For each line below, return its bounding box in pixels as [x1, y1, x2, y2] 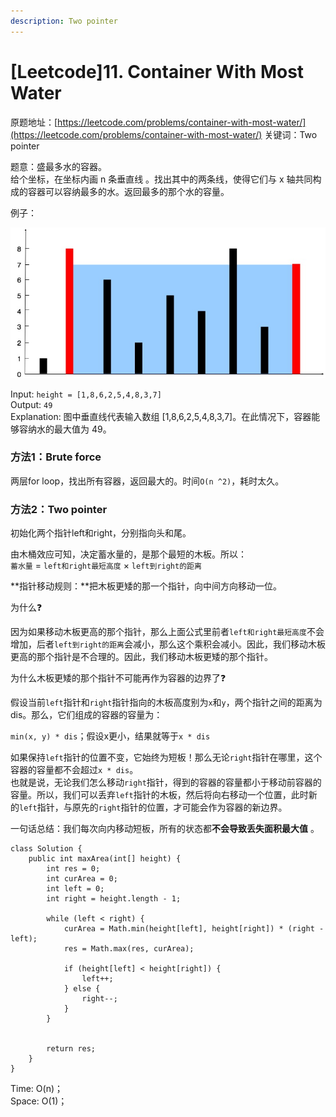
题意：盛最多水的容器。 [10, 160, 107, 172]
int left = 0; [46, 884, 105, 894]
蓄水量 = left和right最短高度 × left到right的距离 [10, 560, 202, 572]
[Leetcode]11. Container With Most [10, 60, 305, 83]
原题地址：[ [10, 116, 58, 128]
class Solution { [10, 844, 83, 854]
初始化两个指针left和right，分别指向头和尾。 [10, 527, 192, 539]
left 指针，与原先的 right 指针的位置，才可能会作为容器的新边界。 [19, 801, 288, 814]
